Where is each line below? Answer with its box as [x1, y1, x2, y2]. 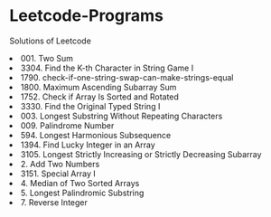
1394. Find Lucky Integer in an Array [21, 139, 155, 150]
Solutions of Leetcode [9, 35, 92, 46]
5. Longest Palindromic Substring [21, 187, 145, 198]
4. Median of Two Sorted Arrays [21, 177, 140, 188]
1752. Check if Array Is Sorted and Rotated [21, 91, 179, 102]
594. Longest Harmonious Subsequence [21, 129, 172, 140]
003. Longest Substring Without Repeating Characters [21, 110, 223, 121]
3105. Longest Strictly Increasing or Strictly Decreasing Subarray [21, 148, 262, 159]
